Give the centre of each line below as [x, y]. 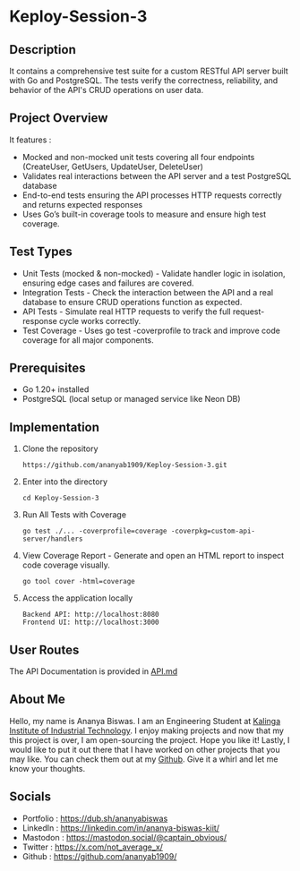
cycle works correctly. [100, 320]
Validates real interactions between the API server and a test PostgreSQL [157, 175]
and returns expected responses [82, 204]
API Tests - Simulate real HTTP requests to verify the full [126, 312]
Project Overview [59, 118]
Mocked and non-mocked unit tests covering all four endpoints [138, 157]
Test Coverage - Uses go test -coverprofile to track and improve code [151, 330]
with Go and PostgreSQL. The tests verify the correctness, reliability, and [144, 81]
